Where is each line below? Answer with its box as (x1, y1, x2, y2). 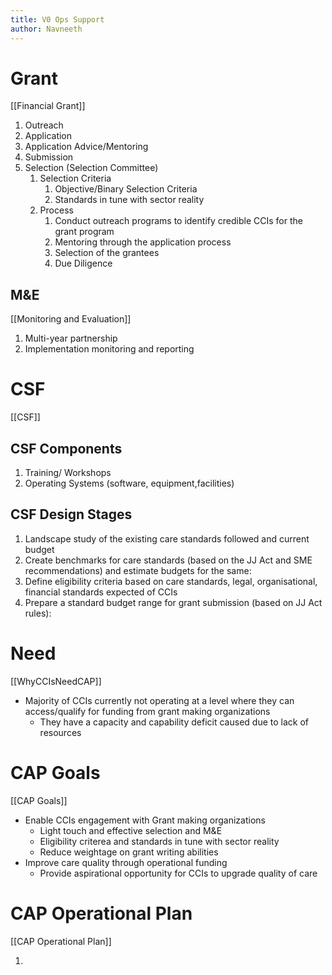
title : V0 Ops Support (10, 14, 105, 25)
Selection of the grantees (54, 247, 160, 259)
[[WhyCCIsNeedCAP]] (10, 675, 102, 687)
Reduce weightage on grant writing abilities (39, 846, 219, 858)
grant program (54, 226, 115, 238)
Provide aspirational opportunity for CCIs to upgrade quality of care (39, 867, 318, 879)
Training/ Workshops (24, 467, 112, 478)
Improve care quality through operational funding (24, 856, 228, 868)
